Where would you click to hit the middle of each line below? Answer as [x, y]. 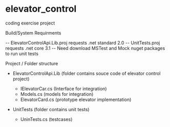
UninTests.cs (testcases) [46, 119]
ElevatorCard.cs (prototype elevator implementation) [76, 99]
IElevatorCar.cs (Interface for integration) [63, 88]
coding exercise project [30, 23]
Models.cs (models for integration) [57, 94]
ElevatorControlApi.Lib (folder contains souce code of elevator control [87, 73]
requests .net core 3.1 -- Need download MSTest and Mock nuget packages [85, 48]
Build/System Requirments [33, 33]
